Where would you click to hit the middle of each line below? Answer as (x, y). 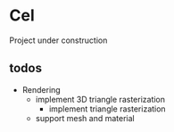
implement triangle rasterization (108, 109)
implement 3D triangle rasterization (100, 99)
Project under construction (58, 40)
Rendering (41, 89)
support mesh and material (85, 118)
